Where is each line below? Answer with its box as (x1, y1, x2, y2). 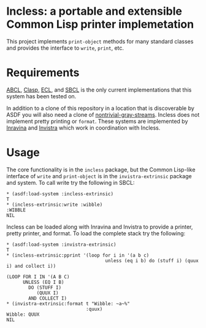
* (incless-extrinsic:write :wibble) (6, 201, 103, 208)
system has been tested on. (6, 92, 77, 100)
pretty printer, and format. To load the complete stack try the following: (6, 229, 186, 237)
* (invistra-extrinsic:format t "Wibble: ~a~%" (6, 300, 131, 307)
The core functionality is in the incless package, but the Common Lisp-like (6, 166, 196, 173)
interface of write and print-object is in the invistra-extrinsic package (6, 172, 192, 179)
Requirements (6, 66, 80, 80)
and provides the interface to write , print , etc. (6, 44, 124, 52)
